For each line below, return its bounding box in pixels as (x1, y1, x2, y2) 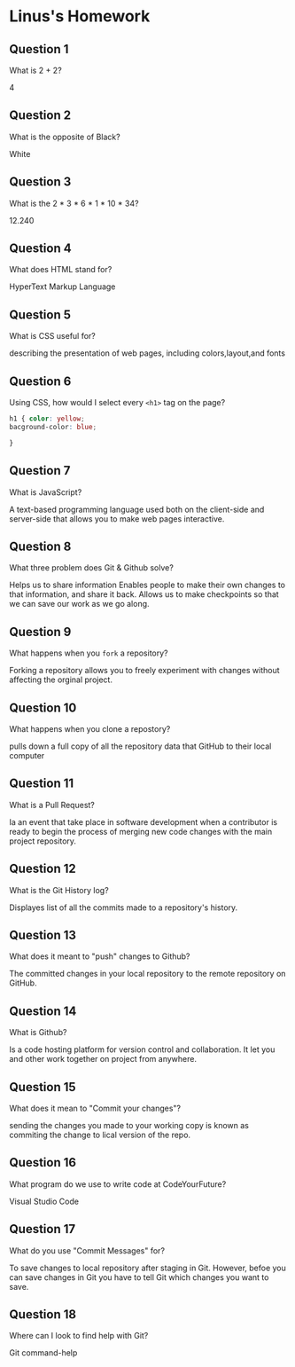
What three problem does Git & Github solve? (9, 562, 175, 573)
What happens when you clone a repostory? (9, 723, 171, 734)
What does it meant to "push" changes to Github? (9, 951, 190, 962)
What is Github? (9, 1027, 67, 1038)
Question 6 (9, 373, 72, 389)
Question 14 (9, 1003, 77, 1018)
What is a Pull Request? (9, 799, 96, 810)
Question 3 (9, 175, 72, 190)
